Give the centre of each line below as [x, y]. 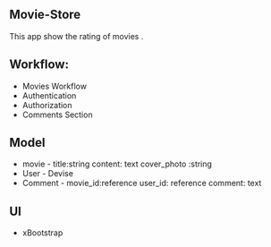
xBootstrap [42, 233]
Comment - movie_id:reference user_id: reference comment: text [142, 183]
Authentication [49, 95]
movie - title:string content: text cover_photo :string [117, 164]
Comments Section [57, 115]
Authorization [47, 105]
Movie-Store [45, 15]
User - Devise [48, 174]
